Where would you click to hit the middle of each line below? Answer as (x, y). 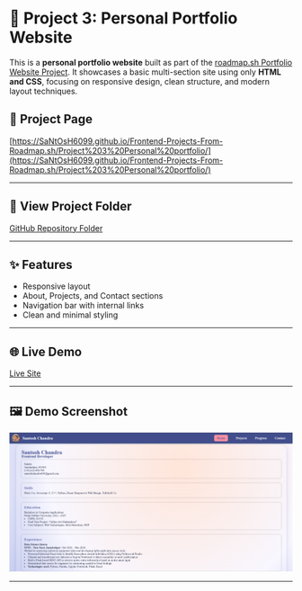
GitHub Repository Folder (56, 228)
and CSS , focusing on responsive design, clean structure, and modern (140, 81)
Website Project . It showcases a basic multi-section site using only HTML (145, 72)
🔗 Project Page (51, 119)
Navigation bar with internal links (83, 306)
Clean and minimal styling (70, 315)
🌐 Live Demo (46, 351)
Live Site (25, 373)
